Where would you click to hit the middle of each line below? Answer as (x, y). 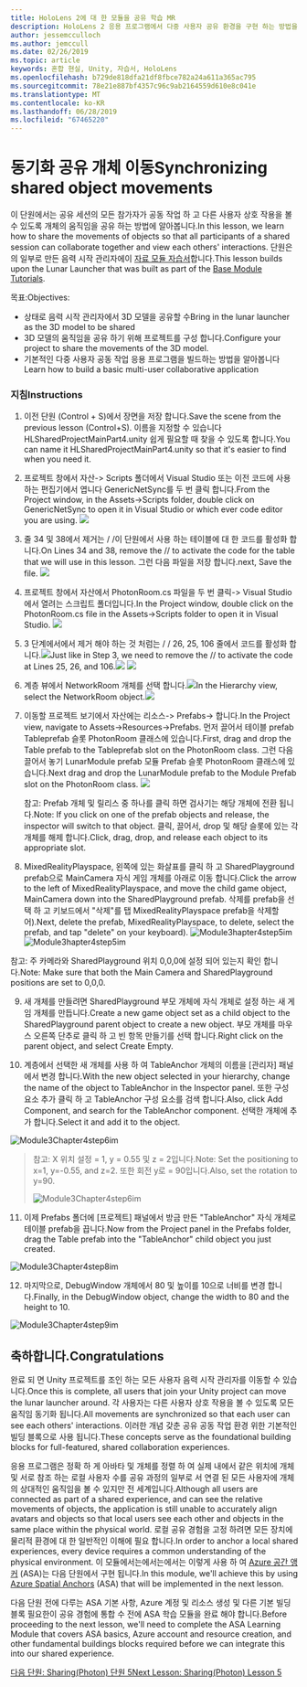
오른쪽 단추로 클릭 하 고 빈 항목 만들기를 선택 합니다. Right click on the (159, 1036)
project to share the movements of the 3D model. (116, 348)
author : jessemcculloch (56, 35)
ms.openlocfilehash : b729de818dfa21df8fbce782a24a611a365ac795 (133, 78)
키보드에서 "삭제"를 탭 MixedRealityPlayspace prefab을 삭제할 (166, 911)
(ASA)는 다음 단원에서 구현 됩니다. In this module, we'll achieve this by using (159, 1574)
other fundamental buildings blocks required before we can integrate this (148, 1644)
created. (39, 1249)
